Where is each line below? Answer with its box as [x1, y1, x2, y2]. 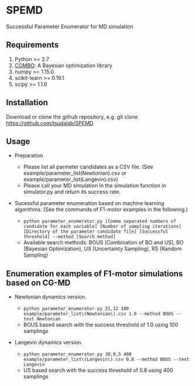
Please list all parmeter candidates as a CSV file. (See [23, 163, 154, 170]
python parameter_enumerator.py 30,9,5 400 [23, 351, 132, 357]
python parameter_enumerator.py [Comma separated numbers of [23, 219, 176, 224]
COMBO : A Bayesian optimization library [14, 62, 113, 69]
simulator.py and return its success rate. [23, 189, 121, 196]
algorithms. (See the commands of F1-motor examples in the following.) [14, 206, 188, 213]
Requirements [6, 40, 59, 50]
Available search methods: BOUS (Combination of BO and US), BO [23, 239, 184, 246]
